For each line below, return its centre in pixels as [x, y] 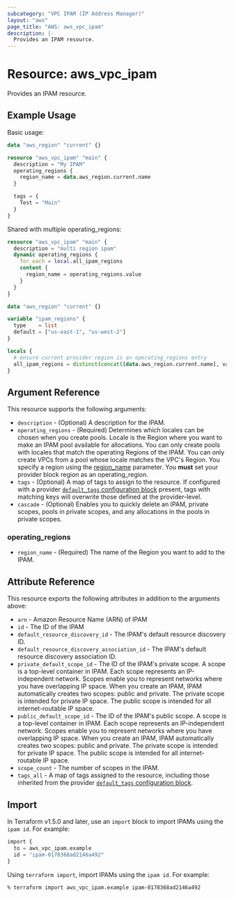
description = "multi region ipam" [65, 249]
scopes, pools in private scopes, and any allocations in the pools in [114, 512]
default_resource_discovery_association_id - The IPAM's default [112, 649]
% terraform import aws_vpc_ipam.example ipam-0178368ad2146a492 [104, 888]
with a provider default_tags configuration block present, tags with [114, 490]
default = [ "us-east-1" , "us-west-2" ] [70, 332]
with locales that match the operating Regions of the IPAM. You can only [121, 452]
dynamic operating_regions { [56, 255]
